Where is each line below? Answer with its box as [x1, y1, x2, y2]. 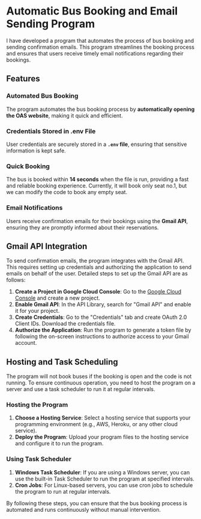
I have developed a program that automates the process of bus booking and [6, 37, 194, 44]
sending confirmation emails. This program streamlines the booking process [6, 43, 195, 51]
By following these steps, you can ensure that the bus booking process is [6, 499, 188, 507]
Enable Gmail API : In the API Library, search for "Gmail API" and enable [14, 301, 191, 308]
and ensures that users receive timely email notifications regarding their [6, 49, 184, 57]
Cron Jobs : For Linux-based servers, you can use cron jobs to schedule [14, 481, 193, 489]
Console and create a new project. [14, 294, 100, 302]
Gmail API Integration [6, 241, 88, 251]
